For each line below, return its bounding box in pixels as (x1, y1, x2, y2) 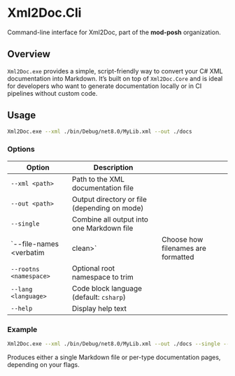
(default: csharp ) (71, 292, 126, 302)
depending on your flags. (7, 360, 80, 368)
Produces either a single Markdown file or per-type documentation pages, (7, 353, 221, 361)
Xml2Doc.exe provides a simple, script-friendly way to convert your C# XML (7, 66, 223, 75)
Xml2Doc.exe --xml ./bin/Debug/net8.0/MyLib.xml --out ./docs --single (7, 340, 220, 347)
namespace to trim (71, 272, 134, 282)
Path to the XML (71, 174, 124, 184)
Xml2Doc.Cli (7, 5, 82, 21)
